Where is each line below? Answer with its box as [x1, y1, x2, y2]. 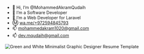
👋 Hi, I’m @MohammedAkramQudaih [12, 5, 86, 10]
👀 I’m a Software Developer [12, 10, 67, 15]
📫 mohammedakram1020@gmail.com [12, 26, 89, 31]
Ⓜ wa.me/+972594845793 [12, 20, 69, 26]
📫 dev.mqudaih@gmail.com [12, 33, 69, 38]
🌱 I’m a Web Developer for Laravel [12, 15, 81, 20]
